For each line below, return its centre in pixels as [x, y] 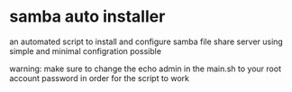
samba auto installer [87, 17]
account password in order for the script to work [99, 78]
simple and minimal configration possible [86, 51]
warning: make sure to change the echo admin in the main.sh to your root [146, 69]
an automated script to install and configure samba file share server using [146, 41]
